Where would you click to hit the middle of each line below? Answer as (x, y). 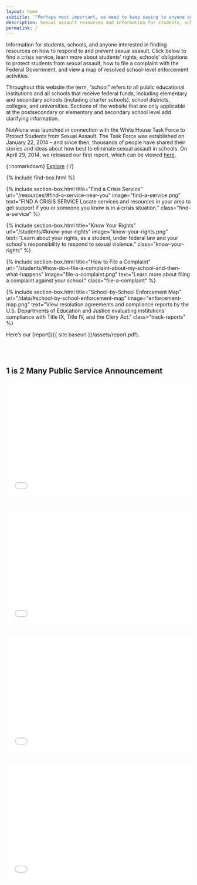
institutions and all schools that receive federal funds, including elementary (97, 93)
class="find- (176, 208)
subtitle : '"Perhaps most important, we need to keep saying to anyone (95, 17)
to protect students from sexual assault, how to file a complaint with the (92, 64)
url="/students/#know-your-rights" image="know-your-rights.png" (87, 232)
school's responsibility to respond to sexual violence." (71, 244)
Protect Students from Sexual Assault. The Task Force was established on (95, 136)
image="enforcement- (155, 298)
